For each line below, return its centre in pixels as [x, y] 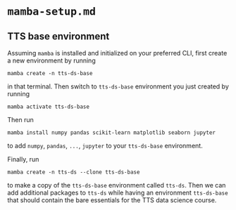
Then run [20, 120]
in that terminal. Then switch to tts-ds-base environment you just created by [118, 86]
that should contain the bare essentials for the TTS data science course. [112, 200]
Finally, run [23, 159]
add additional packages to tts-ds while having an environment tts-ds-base [118, 192]
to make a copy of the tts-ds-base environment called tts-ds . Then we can [117, 185]
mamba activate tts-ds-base [49, 107]
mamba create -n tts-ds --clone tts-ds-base [74, 172]
